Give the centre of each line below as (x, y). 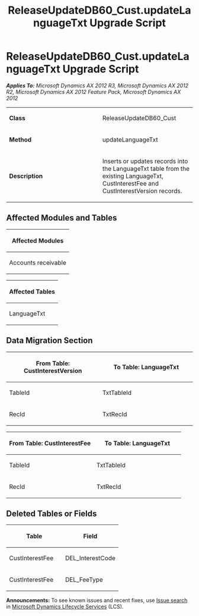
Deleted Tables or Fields (52, 513)
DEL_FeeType (84, 580)
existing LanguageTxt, (133, 176)
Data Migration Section (49, 340)
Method (20, 139)
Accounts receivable (38, 262)
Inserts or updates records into (145, 161)
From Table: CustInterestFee (50, 443)
